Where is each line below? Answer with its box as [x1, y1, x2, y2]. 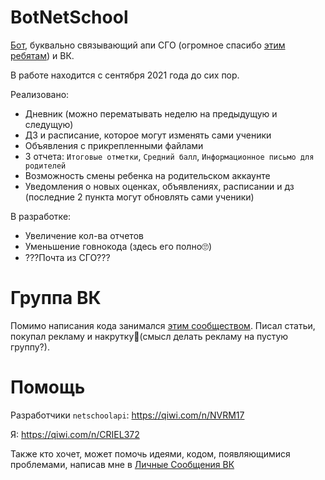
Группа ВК [10, 287, 102, 310]
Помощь [10, 376, 86, 399]
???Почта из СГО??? [24, 251, 111, 263]
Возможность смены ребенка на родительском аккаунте [24, 169, 271, 181]
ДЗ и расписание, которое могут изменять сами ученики [24, 129, 272, 141]
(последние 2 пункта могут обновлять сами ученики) [24, 191, 255, 203]
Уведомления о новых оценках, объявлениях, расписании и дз [24, 180, 295, 192]
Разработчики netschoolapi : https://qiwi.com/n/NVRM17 [10, 409, 245, 421]
